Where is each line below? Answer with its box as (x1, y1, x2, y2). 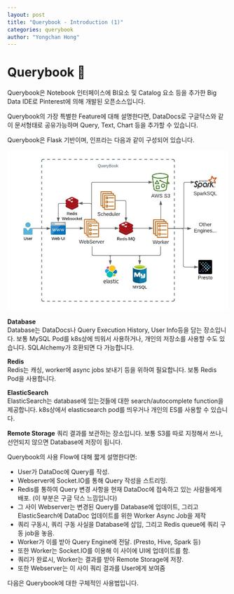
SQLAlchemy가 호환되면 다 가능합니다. (27, 343, 135, 352)
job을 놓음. (25, 529, 55, 537)
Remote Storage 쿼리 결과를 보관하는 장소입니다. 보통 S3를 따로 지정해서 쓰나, (7, 429, 223, 437)
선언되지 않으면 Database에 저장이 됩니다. (7, 438, 123, 446)
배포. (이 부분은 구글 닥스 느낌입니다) (17, 494, 118, 502)
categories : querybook (7, 26, 74, 33)
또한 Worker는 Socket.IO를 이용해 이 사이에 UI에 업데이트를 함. (17, 546, 191, 555)
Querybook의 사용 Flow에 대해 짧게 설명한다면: (7, 453, 138, 461)
